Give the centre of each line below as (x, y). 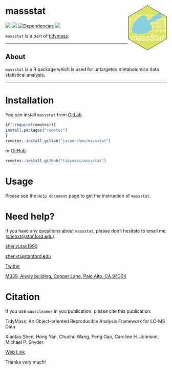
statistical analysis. (25, 75)
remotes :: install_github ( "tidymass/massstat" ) (56, 161)
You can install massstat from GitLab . (44, 114)
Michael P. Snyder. (25, 342)
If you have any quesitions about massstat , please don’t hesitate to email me (85, 231)
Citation (23, 297)
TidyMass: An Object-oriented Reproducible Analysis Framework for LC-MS (85, 321)
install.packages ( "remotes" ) (36, 130)
